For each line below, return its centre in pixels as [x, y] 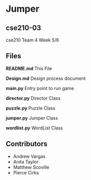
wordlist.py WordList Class [34, 128]
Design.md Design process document [46, 78]
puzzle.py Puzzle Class [31, 108]
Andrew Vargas [29, 156]
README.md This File [29, 68]
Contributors [27, 144]
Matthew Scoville [31, 167]
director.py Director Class [33, 98]
